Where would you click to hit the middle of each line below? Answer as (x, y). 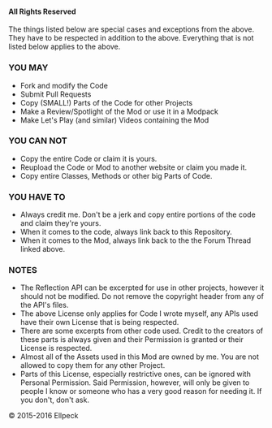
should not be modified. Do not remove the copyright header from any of (142, 296)
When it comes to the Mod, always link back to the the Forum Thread (136, 240)
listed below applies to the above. (65, 47)
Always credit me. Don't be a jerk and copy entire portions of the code (138, 214)
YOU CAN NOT (38, 141)
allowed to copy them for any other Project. (93, 365)
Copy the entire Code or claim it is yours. (89, 158)
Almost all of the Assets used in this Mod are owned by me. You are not (140, 357)
